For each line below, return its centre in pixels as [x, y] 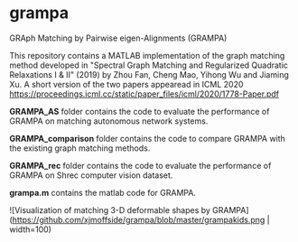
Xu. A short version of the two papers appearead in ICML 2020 [126, 84]
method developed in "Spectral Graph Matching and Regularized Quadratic [149, 65]
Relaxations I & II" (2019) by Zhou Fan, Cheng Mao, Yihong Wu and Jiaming [149, 74]
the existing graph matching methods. [80, 148]
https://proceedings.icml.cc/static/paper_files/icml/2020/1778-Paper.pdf [144, 94]
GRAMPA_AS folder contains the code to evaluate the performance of [140, 111]
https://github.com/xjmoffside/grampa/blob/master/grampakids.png [139, 219]
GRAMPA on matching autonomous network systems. [109, 121]
